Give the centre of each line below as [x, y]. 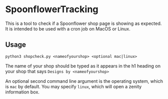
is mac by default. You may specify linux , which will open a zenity [74, 86]
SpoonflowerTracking [52, 9]
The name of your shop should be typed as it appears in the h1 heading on [83, 66]
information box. [22, 92]
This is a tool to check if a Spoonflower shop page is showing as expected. [83, 23]
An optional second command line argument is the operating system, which [84, 81]
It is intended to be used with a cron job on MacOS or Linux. [68, 28]
